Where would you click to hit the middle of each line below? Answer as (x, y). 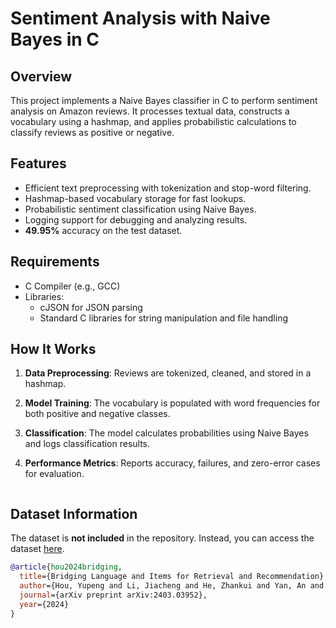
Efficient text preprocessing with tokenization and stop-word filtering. (168, 188)
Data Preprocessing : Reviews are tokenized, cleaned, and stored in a (168, 373)
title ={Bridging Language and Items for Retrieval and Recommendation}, (174, 577)
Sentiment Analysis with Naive (140, 18)
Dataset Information (74, 513)
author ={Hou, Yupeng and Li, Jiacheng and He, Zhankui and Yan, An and (172, 586)
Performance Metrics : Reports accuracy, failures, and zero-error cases (172, 463)
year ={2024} (44, 604)
